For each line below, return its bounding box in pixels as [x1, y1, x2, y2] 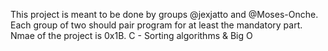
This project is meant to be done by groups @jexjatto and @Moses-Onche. [10, 9, 319, 20]
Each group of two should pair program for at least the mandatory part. [10, 19, 303, 31]
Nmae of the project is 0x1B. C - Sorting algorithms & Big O [10, 30, 253, 41]
